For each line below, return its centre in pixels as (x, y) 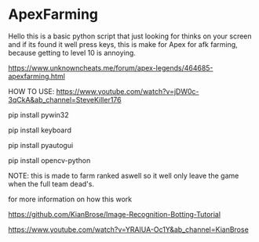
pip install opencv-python (49, 160)
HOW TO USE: (31, 91)
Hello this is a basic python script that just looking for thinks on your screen (130, 36)
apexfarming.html (36, 76)
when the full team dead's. (51, 184)
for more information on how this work (70, 199)
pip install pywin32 (38, 114)
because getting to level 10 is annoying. (72, 52)
